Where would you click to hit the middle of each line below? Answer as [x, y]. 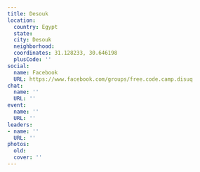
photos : [19, 145]
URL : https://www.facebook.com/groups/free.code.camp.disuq [103, 79]
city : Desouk [33, 40]
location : [22, 20]
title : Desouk [28, 14]
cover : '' [28, 158]
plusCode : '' [33, 60]
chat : [15, 86]
